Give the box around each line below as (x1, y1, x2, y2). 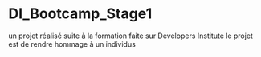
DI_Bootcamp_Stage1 (8, 5, 153, 23)
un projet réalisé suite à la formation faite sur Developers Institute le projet (8, 31, 253, 40)
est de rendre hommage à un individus (8, 39, 137, 48)
